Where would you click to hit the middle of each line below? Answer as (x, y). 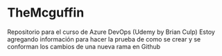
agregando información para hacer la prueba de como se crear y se (104, 39)
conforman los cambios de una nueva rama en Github (84, 46)
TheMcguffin (46, 13)
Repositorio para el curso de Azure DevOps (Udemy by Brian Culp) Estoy (111, 32)
